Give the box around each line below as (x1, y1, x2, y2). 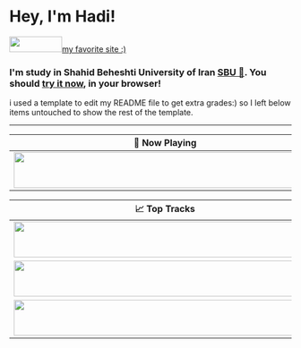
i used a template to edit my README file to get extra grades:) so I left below (9, 98, 291, 108)
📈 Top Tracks (134, 203, 195, 216)
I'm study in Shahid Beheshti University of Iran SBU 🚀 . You (9, 65, 267, 78)
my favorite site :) (62, 43, 127, 55)
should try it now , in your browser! (9, 77, 161, 89)
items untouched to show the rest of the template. (9, 107, 194, 118)
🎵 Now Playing (133, 137, 197, 149)
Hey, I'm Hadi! (9, 6, 116, 27)
